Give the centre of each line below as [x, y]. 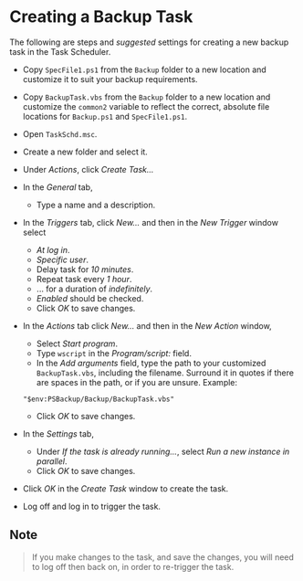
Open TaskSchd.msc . [60, 133]
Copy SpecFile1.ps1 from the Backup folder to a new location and [144, 69]
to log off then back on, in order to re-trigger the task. [133, 566]
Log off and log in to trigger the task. [92, 506]
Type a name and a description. [96, 205]
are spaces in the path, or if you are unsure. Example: [137, 382]
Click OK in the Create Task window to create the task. [125, 488]
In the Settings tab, [58, 433]
